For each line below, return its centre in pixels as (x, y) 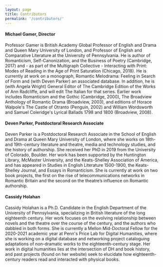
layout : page (18, 9)
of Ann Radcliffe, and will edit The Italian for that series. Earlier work (73, 91)
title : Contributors (26, 14)
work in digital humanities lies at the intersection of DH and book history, (78, 249)
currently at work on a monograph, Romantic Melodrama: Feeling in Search (80, 76)
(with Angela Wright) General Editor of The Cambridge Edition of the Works (80, 86)
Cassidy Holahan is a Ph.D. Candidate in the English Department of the (76, 208)
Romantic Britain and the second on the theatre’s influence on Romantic (77, 180)
